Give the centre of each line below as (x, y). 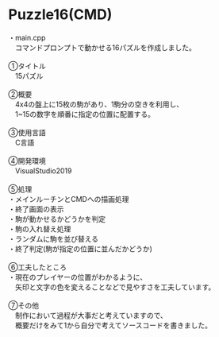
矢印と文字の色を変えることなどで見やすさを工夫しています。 (115, 287)
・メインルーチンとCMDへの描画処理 (69, 199)
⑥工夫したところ (38, 267)
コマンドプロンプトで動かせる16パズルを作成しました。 (105, 47)
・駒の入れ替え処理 (40, 229)
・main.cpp (27, 37)
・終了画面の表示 (36, 209)
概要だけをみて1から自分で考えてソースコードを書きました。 (113, 325)
